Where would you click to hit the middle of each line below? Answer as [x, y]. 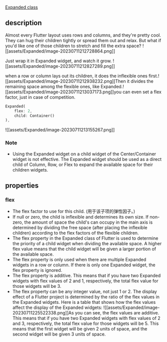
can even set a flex [142, 92]
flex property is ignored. [37, 270]
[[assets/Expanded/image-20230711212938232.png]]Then [65, 81]
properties [22, 186]
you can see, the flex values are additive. [117, 313]
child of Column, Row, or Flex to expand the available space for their [83, 164]
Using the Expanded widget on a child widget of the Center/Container [84, 154]
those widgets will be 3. [37, 286]
